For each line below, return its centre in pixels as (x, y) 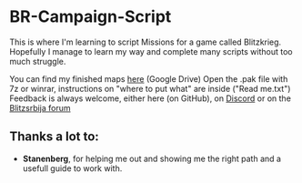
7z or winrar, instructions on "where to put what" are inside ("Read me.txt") (150, 88)
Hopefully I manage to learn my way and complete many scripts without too (151, 51)
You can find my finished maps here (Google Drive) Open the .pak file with (149, 78)
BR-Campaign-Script (91, 17)
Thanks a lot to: (55, 137)
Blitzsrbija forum (40, 107)
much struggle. (38, 61)
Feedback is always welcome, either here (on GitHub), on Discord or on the (150, 98)
